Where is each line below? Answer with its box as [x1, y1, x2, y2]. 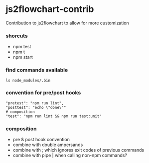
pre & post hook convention [12, 137, 70, 143]
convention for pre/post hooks [5, 89, 81, 96]
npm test [12, 44, 31, 50]
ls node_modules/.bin [5, 78, 51, 83]
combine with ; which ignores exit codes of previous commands [12, 147, 145, 153]
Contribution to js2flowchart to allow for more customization [5, 20, 129, 26]
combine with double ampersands [12, 142, 83, 148]
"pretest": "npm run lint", [5, 100, 64, 105]
